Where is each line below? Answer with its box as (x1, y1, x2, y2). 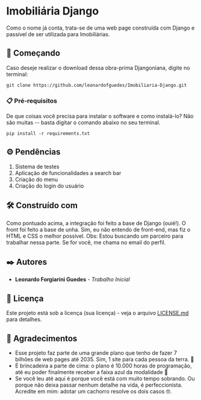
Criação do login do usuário (14, 182, 84, 189)
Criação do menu (14, 176, 58, 183)
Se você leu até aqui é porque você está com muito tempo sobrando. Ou (14, 375, 196, 383)
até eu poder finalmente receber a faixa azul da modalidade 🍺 (14, 369, 169, 376)
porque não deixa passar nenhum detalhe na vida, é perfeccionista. (14, 381, 183, 389)
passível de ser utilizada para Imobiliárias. (6, 30, 110, 37)
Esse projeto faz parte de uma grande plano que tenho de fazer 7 (14, 349, 178, 357)
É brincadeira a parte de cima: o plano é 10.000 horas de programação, (14, 362, 192, 369)
